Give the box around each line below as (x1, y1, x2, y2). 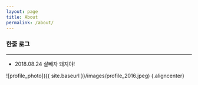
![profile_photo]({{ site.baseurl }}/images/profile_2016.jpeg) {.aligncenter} (6, 72, 184, 79)
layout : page (6, 8, 38, 15)
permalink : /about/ (6, 19, 54, 25)
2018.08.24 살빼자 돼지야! (14, 60, 75, 67)
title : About (6, 14, 38, 20)
